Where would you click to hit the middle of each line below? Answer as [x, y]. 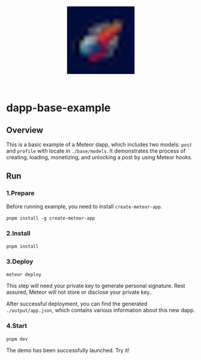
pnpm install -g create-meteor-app [51, 218]
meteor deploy [24, 275]
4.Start [17, 326]
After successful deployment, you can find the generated [77, 304]
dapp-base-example [58, 108]
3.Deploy [20, 261]
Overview [25, 130]
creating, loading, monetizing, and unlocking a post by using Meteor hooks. [100, 157]
